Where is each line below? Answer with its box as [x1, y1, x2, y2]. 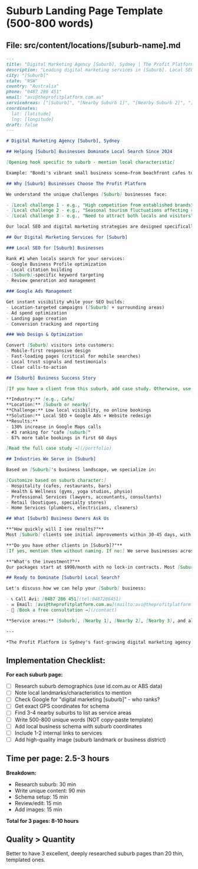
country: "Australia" [6, 83, 60, 89]
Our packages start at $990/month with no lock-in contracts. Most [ [6, 564, 181, 570]
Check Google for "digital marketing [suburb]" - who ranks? [14, 696, 160, 703]
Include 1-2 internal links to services [14, 729, 103, 737]
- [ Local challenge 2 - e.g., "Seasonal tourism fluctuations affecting [6, 207, 189, 213]
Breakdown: [6, 769, 37, 776]
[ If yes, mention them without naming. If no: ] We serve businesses [6, 548, 178, 554]
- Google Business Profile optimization [6, 261, 107, 267]
